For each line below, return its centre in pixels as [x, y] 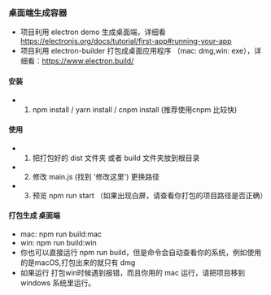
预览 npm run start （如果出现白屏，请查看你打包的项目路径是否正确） [150, 195]
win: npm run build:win [59, 242]
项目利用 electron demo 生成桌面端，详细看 [93, 32]
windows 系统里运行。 [58, 283]
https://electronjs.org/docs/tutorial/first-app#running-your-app [126, 41]
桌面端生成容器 [38, 12]
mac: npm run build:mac [61, 234]
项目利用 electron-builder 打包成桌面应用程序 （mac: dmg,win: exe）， [137, 51]
